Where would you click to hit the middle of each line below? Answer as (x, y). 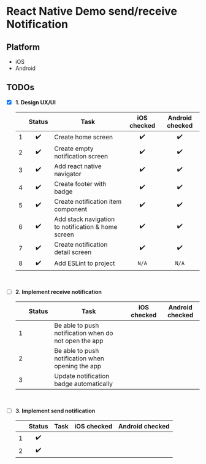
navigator (68, 174)
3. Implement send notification (55, 411)
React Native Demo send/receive (92, 11)
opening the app (78, 366)
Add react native (78, 166)
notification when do (84, 333)
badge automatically (84, 384)
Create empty (74, 149)
